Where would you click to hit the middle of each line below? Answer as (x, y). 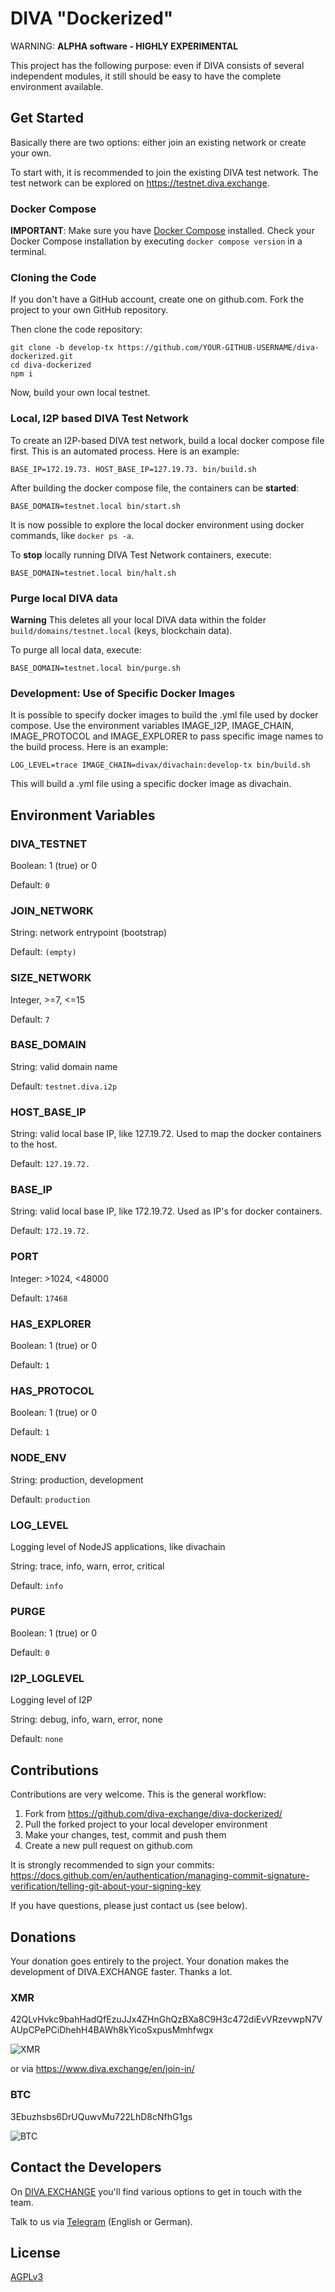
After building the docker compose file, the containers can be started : (155, 488)
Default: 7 (30, 1019)
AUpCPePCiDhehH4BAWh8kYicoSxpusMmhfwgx (112, 2030)
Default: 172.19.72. (50, 1231)
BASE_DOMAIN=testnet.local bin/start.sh (96, 506)
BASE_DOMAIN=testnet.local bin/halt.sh (93, 573)
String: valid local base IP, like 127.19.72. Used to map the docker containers (166, 1134)
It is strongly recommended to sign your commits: (112, 1865)
